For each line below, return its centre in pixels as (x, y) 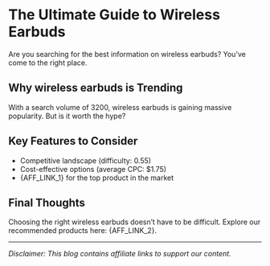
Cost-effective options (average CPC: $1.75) (93, 169)
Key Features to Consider (73, 141)
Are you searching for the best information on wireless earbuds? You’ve (127, 54)
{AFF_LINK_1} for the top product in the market (97, 178)
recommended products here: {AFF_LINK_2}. (83, 231)
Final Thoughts (47, 203)
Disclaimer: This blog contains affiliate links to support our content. (120, 254)
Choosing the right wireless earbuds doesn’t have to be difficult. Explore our (135, 222)
